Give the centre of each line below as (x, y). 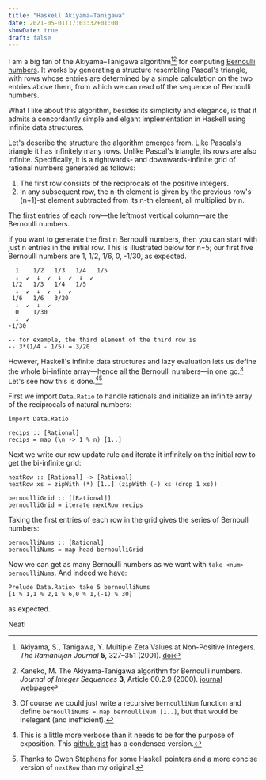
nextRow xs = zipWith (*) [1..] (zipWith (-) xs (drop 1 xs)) (113, 485)
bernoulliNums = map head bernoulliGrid (76, 550)
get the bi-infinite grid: (45, 463)
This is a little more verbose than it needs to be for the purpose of (127, 735)
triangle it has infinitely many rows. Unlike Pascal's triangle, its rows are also (133, 150)
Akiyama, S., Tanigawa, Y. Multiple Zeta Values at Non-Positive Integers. (137, 647)
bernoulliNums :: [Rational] (56, 543)
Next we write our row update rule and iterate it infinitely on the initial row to (132, 455)
